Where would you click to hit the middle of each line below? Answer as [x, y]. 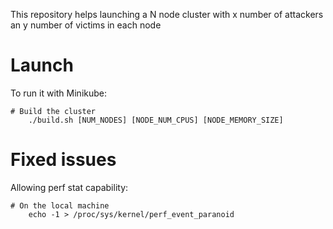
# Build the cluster [53, 111]
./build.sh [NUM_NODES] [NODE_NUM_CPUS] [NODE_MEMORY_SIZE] [156, 120]
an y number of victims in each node [86, 25]
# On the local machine [60, 205]
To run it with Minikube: [59, 93]
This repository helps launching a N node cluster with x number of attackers [167, 14]
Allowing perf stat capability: [69, 187]
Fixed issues [63, 160]
